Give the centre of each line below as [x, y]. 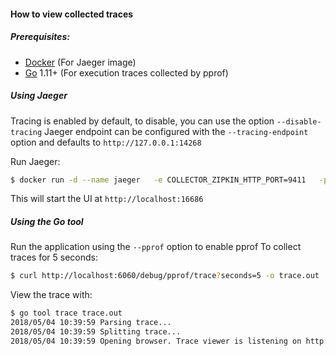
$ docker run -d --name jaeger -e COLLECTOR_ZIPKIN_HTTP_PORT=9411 [158, 180]
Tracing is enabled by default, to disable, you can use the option [142, 121]
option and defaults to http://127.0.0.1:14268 [106, 142]
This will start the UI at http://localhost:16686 [107, 199]
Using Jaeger [39, 96]
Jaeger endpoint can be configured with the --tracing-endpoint [176, 131]
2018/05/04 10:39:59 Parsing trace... [91, 323]
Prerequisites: [40, 37]
